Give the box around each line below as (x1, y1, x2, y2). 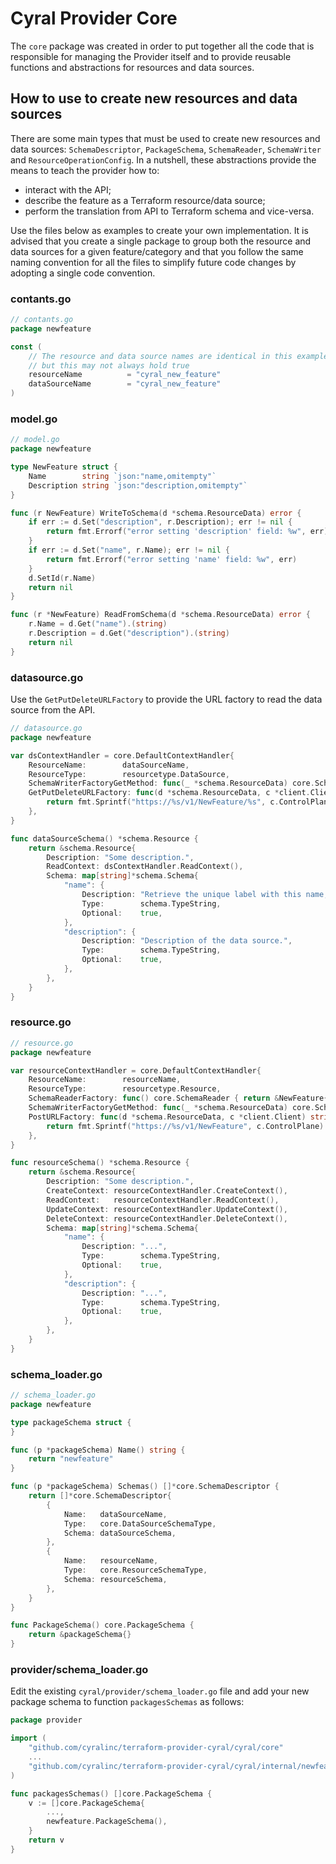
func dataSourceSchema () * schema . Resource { (10, 833, 199, 844)
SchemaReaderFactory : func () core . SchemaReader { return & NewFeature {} (28, 1093, 333, 1104)
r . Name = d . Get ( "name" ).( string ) (28, 619, 168, 629)
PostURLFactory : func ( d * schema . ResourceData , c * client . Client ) (28, 1112, 307, 1122)
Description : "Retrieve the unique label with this (81, 890, 302, 900)
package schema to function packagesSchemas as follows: (10, 1696, 245, 1708)
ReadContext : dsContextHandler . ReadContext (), (46, 862, 244, 872)
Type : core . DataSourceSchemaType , (63, 1518, 217, 1529)
